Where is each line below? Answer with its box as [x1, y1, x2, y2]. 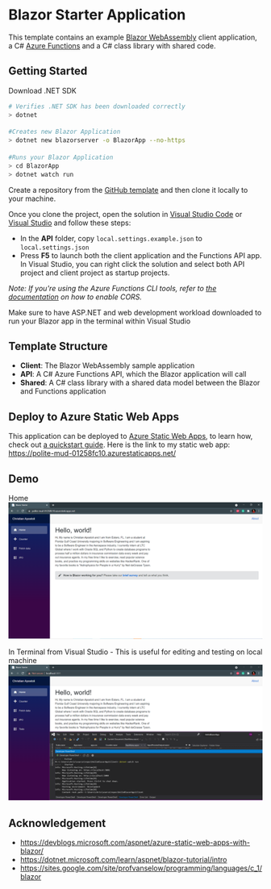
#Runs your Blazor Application [8, 153, 114, 161]
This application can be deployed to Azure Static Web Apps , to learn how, [8, 432, 253, 441]
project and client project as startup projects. [19, 268, 170, 278]
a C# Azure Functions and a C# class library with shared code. [8, 40, 216, 50]
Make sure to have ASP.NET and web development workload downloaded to [8, 307, 262, 317]
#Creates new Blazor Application [8, 127, 121, 136]
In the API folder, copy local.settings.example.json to [19, 233, 203, 243]
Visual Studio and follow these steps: [8, 218, 131, 227]
